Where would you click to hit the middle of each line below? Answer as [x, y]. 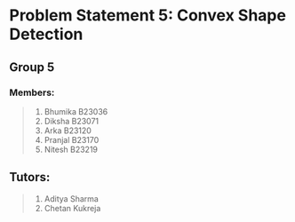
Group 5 [32, 67]
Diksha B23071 [72, 121]
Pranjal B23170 [72, 139]
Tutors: [30, 177]
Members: [32, 92]
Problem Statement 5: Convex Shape [148, 16]
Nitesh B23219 [71, 149]
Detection [46, 34]
